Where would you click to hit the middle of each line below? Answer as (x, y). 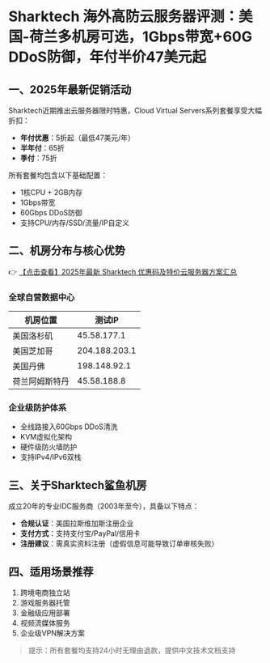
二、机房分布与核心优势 (67, 251)
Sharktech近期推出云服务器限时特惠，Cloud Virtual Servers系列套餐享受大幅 (135, 110)
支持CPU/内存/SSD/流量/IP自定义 (74, 223)
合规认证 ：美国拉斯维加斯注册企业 (77, 524)
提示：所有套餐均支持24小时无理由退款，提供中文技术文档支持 (132, 650)
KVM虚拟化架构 (46, 437)
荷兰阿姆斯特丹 (41, 381)
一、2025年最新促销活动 (70, 89)
